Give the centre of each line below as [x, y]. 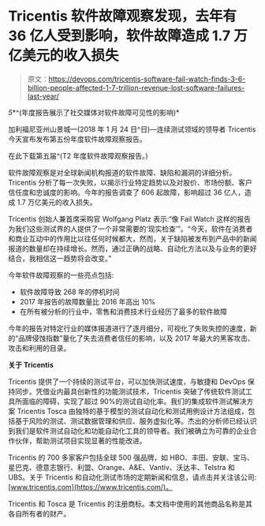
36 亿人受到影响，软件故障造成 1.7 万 [128, 36]
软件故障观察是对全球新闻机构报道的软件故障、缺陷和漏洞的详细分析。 [122, 172]
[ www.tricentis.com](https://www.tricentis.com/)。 [91, 487]
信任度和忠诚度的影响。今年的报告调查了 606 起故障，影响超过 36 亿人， [127, 192]
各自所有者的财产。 [39, 513]
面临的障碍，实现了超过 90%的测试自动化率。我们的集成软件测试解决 [134, 401]
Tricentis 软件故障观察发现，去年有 [122, 16]
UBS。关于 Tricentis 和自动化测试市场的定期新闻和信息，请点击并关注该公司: [132, 477]
